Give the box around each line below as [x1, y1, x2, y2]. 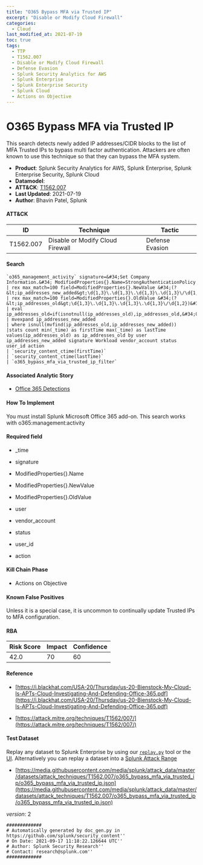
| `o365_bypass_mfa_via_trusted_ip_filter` [6, 359, 118, 365]
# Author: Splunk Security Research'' [6, 843, 104, 849]
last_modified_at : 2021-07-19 [6, 32, 83, 38]
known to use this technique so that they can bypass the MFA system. [6, 152, 181, 160]
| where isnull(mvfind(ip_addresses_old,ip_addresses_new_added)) [6, 322, 177, 328]
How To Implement [6, 399, 54, 406]
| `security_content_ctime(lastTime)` [6, 354, 104, 360]
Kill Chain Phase [6, 566, 48, 573]
